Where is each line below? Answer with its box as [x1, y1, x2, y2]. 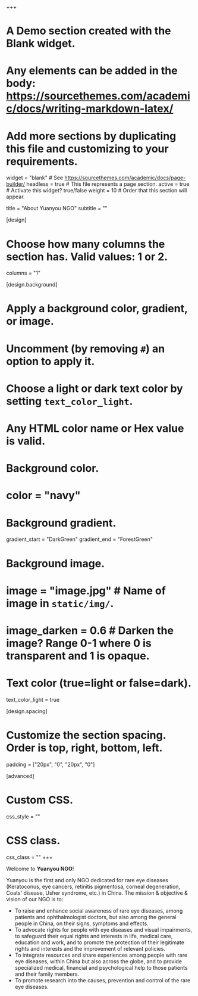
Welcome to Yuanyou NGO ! [6, 865, 74, 872]
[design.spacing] [6, 707, 48, 715]
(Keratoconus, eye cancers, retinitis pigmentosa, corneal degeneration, [6, 883, 180, 890]
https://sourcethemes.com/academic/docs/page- [64, 174, 186, 182]
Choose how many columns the [6, 237, 165, 251]
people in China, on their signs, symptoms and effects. [14, 920, 149, 927]
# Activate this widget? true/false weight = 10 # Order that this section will [6, 187, 187, 194]
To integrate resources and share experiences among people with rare [14, 951, 188, 958]
